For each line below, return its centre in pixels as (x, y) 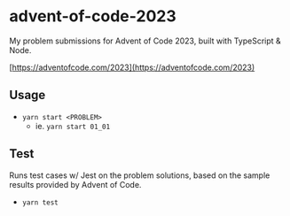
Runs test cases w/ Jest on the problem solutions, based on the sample (140, 175)
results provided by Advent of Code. (75, 184)
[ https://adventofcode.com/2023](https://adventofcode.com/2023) (132, 67)
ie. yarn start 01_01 (73, 126)
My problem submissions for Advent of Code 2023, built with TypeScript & (145, 41)
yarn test (40, 202)
